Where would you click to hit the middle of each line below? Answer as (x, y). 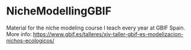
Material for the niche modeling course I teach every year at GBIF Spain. (96, 28)
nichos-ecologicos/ (30, 40)
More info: (19, 34)
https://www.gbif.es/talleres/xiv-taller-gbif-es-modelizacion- (108, 34)
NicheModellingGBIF (59, 11)
